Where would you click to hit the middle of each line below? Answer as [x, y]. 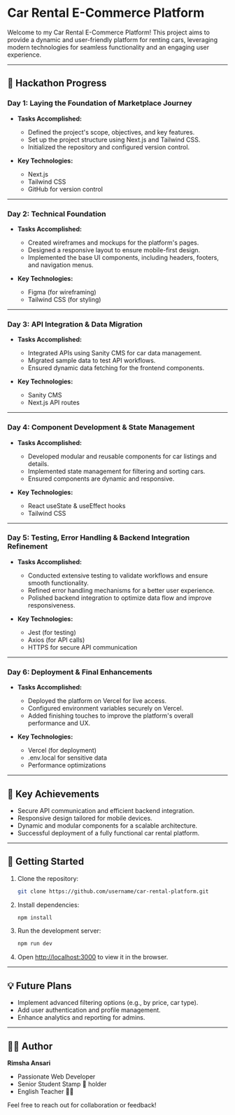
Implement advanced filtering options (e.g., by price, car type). [108, 1003]
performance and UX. [59, 723]
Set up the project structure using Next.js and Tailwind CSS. [114, 139]
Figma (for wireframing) [62, 292]
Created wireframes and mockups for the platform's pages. [113, 242]
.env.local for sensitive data [67, 758]
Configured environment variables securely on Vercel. [106, 709]
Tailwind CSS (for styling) [64, 299]
